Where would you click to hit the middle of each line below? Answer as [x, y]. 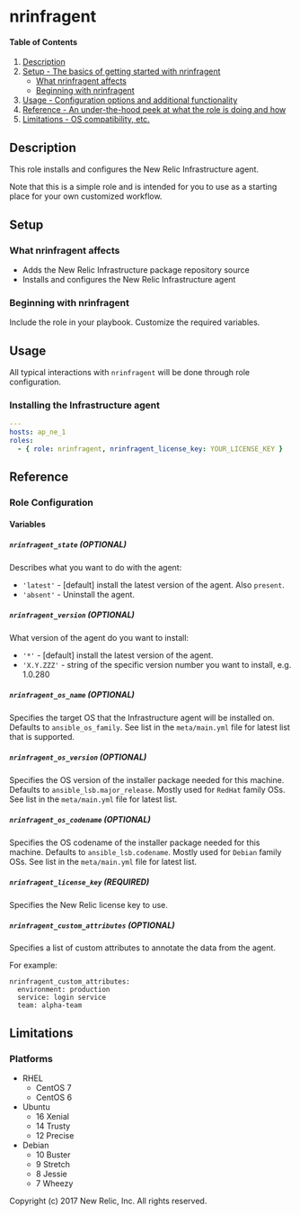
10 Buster [53, 1155]
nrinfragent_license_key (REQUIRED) [79, 882]
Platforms [31, 1058]
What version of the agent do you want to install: [99, 637]
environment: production [64, 990]
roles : [22, 441]
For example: [34, 966]
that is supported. [42, 736]
